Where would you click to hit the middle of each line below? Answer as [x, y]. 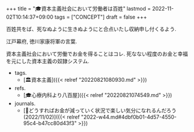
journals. [25, 103]
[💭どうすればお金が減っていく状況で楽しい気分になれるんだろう [100, 110]
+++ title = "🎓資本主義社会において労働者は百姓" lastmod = [79, 8]
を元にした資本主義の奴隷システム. [48, 61]
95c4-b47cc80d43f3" [50, 123]
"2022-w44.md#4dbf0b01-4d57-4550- [129, 117]
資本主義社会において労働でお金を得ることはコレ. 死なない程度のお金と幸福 [97, 54]
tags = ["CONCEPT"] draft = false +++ [101, 17]
